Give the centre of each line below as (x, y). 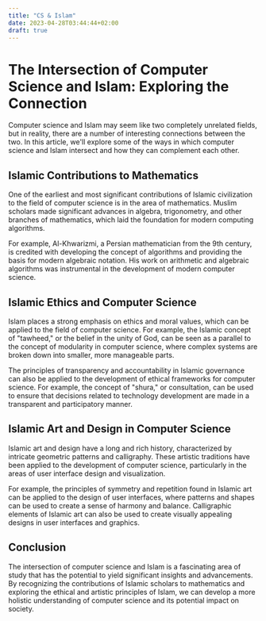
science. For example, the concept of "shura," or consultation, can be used (131, 387)
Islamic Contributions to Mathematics (103, 175)
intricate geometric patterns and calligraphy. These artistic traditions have (129, 456)
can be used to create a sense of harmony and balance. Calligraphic (120, 505)
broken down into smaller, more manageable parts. (91, 355)
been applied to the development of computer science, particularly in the (128, 465)
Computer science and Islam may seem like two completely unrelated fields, (133, 125)
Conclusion (37, 548)
